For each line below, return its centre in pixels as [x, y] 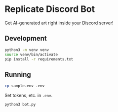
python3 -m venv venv [27, 50]
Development [26, 38]
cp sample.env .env [25, 86]
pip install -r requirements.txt [39, 59]
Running [18, 75]
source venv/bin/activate [31, 55]
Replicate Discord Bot [50, 9]
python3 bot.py [20, 105]
